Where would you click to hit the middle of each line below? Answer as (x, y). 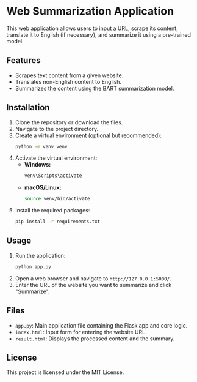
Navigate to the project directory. (57, 129)
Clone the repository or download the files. (69, 122)
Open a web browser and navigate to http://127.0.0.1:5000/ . (93, 278)
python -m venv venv (41, 146)
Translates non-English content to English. (68, 81)
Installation (28, 107)
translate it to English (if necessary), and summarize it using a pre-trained (99, 34)
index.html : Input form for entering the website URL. (81, 332)
